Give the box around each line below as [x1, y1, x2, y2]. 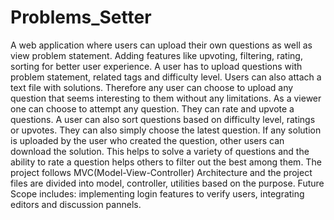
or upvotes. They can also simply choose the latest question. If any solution [10, 124, 322, 136]
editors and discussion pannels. [10, 198, 142, 210]
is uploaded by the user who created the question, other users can [10, 134, 285, 146]
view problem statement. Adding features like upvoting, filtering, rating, [10, 49, 303, 61]
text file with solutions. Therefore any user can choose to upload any [10, 81, 294, 93]
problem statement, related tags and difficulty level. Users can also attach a [10, 71, 322, 83]
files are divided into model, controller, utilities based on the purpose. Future [10, 177, 325, 189]
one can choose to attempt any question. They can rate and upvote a [10, 102, 295, 115]
